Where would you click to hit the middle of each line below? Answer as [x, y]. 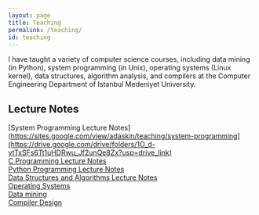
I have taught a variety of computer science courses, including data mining [129, 59]
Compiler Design [35, 202]
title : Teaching [35, 23]
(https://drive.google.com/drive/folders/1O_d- [82, 145]
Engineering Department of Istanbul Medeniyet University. [102, 84]
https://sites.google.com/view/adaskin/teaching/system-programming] [126, 136]
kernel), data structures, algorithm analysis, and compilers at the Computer [129, 76]
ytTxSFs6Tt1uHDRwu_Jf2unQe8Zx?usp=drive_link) [90, 152]
